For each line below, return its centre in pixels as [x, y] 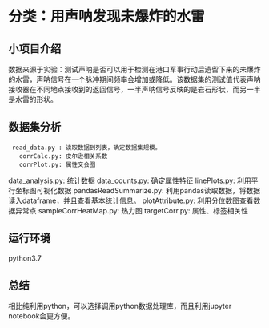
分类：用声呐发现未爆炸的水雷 [107, 16]
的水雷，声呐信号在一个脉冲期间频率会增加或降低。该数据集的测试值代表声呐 [134, 79]
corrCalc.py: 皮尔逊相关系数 [63, 156]
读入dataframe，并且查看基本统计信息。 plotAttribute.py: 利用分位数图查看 [131, 200]
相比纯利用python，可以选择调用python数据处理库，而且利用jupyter [120, 306]
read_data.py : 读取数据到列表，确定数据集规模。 [86, 148]
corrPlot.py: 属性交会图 [57, 164]
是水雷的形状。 [33, 99]
